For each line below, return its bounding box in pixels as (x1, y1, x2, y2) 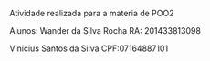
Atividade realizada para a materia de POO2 (9, 8, 174, 18)
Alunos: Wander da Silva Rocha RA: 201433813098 (9, 25, 201, 36)
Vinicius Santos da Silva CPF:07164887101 (9, 43, 169, 54)
